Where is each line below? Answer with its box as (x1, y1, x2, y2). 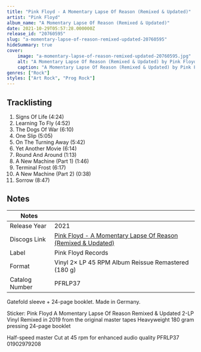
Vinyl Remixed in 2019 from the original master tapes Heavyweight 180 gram (7, 316, 194, 323)
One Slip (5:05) (15, 132, 53, 139)
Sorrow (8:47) (15, 177, 50, 184)
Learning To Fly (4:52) (15, 119, 70, 126)
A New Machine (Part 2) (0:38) (15, 170, 91, 177)
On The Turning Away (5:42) (15, 138, 86, 146)
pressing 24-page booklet (7, 322, 71, 329)
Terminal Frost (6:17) (15, 163, 66, 171)
